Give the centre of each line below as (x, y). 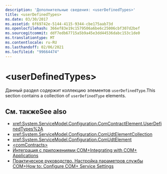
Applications (25, 155)
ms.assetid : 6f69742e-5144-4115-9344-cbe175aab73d (59, 24)
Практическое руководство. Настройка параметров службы (78, 161)
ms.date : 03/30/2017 (27, 19)
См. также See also (36, 112)
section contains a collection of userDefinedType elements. (66, 96)
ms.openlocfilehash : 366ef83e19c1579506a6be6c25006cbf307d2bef (73, 29)
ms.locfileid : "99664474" (32, 52)
